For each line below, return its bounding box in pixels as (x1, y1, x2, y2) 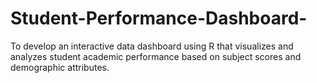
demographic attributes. (10, 61, 110, 73)
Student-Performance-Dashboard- (10, 7, 308, 30)
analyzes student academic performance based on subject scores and (10, 50, 302, 62)
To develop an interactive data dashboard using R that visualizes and (10, 40, 294, 52)
